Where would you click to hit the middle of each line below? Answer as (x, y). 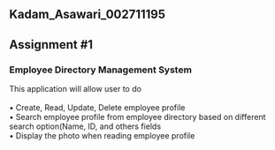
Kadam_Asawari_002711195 (88, 15)
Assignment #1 (51, 45)
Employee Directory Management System (101, 70)
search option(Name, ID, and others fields (85, 126)
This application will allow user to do (75, 89)
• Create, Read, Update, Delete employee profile (97, 108)
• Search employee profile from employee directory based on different (137, 117)
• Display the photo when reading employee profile (102, 136)
